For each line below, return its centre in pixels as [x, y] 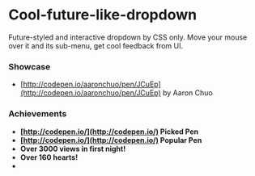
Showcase [30, 66]
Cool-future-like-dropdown [102, 15]
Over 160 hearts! [49, 157]
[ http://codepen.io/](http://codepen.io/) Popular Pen [111, 140]
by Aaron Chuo [188, 93]
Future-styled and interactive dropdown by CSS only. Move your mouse [128, 37]
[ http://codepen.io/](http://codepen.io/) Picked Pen [109, 132]
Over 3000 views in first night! [73, 149]
